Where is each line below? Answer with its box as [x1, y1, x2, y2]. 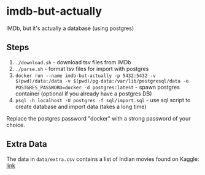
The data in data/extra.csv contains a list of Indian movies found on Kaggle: [6, 155, 199, 163]
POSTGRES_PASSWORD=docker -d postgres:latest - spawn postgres [15, 83, 180, 91]
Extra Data [6, 139, 47, 149]
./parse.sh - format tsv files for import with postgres [15, 65, 149, 72]
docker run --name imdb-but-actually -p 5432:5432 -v [15, 72, 156, 79]
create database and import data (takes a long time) [15, 103, 147, 110]
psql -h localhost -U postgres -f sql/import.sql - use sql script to [15, 96, 191, 103]
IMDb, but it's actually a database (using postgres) [6, 24, 134, 32]
